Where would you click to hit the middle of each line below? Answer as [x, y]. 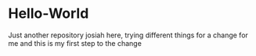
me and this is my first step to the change [75, 43]
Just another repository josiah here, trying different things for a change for [128, 35]
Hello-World [49, 14]
